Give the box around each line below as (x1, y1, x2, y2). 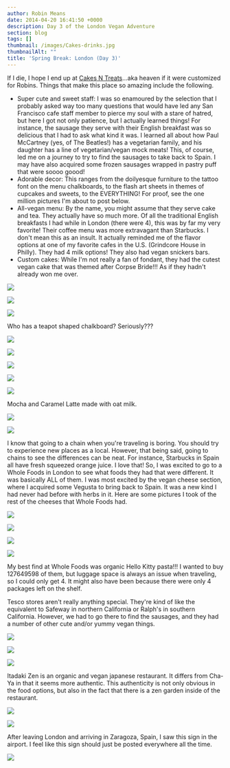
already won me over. (16, 270, 79, 278)
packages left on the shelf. (7, 584, 82, 593)
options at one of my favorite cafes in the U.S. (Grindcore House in (16, 240, 206, 248)
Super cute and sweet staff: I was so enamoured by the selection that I (16, 94, 218, 103)
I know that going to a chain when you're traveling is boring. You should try (7, 438, 219, 447)
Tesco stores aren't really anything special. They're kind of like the (7, 597, 196, 606)
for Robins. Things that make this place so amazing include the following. (7, 81, 214, 89)
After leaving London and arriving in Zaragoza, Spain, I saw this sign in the (7, 732, 218, 740)
